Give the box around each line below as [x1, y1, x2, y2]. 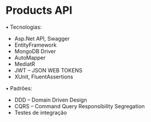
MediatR [14, 60, 35, 68]
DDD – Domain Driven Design [14, 96, 87, 103]
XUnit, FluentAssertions [14, 73, 73, 80]
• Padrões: [5, 84, 32, 91]
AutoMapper [14, 54, 46, 61]
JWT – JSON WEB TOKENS [14, 66, 82, 74]
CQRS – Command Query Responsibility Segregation [14, 102, 145, 109]
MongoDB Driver [14, 47, 57, 54]
